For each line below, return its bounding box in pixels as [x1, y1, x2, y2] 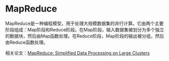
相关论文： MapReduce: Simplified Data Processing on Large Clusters [5, 50, 150, 56]
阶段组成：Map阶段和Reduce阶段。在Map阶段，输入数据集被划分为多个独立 [5, 26, 164, 33]
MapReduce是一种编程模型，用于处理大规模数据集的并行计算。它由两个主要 [5, 20, 164, 26]
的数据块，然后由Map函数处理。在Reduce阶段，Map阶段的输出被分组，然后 [5, 33, 164, 39]
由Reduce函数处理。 [5, 39, 48, 45]
